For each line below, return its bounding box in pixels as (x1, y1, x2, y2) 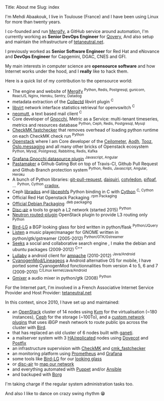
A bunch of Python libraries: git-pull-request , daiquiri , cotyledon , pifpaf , (12, 176, 157, 182)
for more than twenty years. (5, 19, 61, 25)
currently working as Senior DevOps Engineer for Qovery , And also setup (5, 34, 154, 39)
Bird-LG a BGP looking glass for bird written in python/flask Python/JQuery (12, 223, 158, 230)
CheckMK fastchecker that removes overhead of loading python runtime (12, 127, 159, 133)
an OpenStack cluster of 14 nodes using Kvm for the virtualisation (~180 (12, 309, 158, 315)
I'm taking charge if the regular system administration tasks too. (5, 381, 134, 387)
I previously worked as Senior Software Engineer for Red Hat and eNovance (5, 49, 160, 54)
